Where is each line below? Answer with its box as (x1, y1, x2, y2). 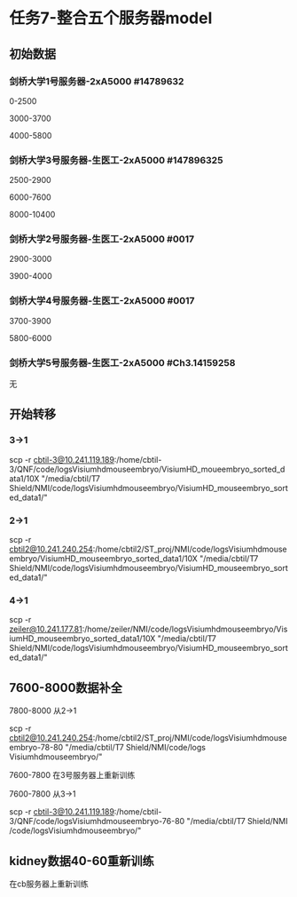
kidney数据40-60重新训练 (9, 853, 154, 869)
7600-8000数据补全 (9, 680, 122, 695)
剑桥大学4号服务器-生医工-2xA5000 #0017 (9, 295, 195, 307)
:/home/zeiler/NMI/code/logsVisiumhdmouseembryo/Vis (82, 623, 288, 635)
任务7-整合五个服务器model (9, 8, 213, 28)
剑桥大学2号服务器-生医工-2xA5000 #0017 (9, 233, 195, 245)
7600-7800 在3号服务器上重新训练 (9, 770, 136, 781)
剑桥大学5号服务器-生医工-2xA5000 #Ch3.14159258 (9, 356, 236, 369)
